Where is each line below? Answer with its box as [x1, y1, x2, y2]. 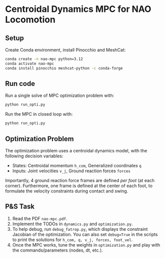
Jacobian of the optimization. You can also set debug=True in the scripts [12, 231, 158, 237]
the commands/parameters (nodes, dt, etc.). [12, 247, 103, 253]
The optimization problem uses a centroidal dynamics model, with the [5, 148, 148, 153]
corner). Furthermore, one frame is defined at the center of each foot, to [5, 183, 153, 189]
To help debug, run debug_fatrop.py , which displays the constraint [12, 226, 148, 232]
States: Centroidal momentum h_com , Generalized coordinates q [12, 163, 142, 168]
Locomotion [5, 14, 55, 25]
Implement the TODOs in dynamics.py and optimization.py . [12, 221, 133, 227]
